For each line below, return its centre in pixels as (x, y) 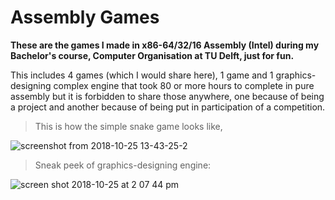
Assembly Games (85, 17)
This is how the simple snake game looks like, (128, 126)
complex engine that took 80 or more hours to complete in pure (184, 85)
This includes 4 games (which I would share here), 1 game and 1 (142, 75)
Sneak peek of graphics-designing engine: (123, 165)
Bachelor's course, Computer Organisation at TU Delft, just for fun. (152, 55)
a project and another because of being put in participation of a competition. (168, 107)
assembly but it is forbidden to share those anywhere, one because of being (167, 96)
